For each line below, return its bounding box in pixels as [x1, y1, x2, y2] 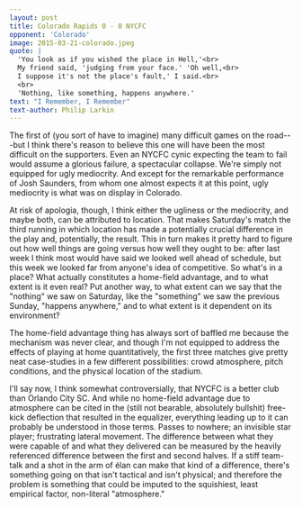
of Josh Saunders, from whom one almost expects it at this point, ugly [9, 177, 270, 189]
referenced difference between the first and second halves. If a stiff [9, 450, 261, 461]
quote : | [9, 47, 42, 56]
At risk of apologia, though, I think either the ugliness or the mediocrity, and [9, 204, 289, 216]
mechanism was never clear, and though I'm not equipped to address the [9, 337, 280, 348]
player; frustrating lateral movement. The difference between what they [9, 431, 274, 442]
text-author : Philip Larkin [9, 105, 115, 114]
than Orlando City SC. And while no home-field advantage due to [9, 393, 251, 404]
